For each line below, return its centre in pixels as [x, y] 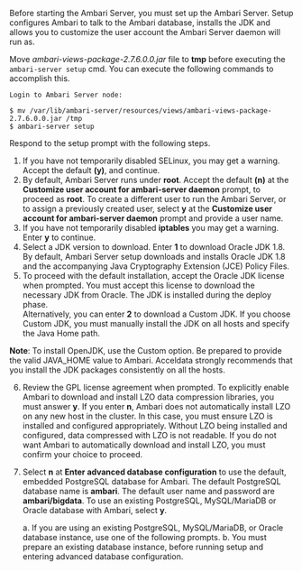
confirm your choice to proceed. [82, 454]
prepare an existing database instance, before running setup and [143, 547]
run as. [23, 41]
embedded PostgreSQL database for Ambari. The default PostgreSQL [151, 481]
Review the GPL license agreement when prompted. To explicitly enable [156, 387]
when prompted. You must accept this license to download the [138, 285]
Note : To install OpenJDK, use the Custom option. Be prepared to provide [146, 350]
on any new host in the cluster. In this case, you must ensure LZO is [147, 416]
